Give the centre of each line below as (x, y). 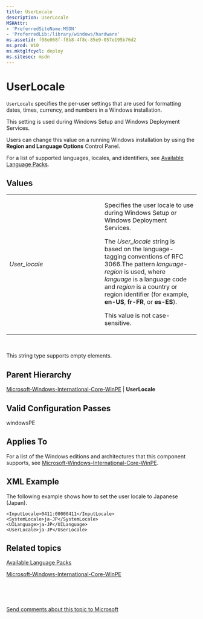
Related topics (34, 548)
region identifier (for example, (147, 295)
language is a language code (146, 280)
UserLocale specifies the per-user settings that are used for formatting (94, 103)
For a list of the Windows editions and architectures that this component (96, 456)
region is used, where (135, 272)
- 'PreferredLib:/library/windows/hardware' (63, 34)
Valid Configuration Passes (59, 408)
